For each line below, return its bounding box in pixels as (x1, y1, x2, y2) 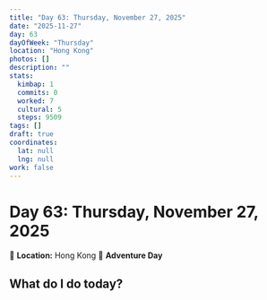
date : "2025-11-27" (9, 21, 82, 30)
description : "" (9, 64, 70, 73)
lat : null (17, 146, 54, 155)
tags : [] (9, 122, 42, 131)
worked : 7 (17, 96, 54, 106)
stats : (9, 72, 34, 81)
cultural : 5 (17, 105, 63, 114)
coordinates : (9, 138, 58, 147)
